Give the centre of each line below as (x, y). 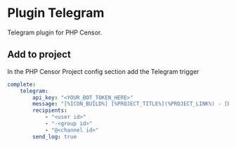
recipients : (50, 110)
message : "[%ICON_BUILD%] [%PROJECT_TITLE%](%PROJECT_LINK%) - (127, 104)
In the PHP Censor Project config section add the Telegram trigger (103, 71)
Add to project (39, 55)
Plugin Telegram (56, 13)
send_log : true (55, 136)
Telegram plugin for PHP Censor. (55, 32)
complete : (22, 84)
